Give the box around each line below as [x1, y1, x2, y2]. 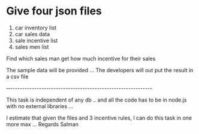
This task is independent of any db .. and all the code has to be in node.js [6, 96, 187, 103]
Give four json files [6, 4, 102, 18]
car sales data [14, 30, 50, 37]
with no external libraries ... [6, 102, 74, 109]
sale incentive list [14, 37, 58, 44]
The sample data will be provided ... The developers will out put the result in [6, 66, 194, 73]
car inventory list [14, 24, 57, 31]
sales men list [14, 43, 49, 50]
